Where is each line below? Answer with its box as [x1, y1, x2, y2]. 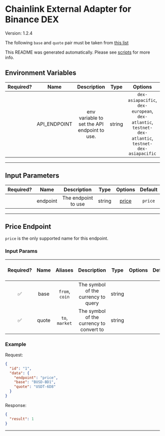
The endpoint [62, 194, 93, 201]
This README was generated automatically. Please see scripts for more [5, 49, 150, 55]
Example [5, 341, 27, 347]
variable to [79, 114, 104, 121]
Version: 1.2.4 [5, 30, 33, 36]
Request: [5, 352, 23, 358]
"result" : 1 [9, 416, 34, 421]
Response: [5, 402, 27, 408]
